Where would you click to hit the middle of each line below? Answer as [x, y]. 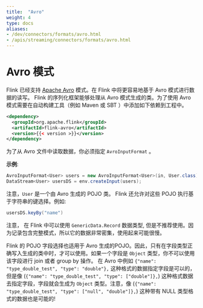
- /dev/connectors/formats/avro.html [54, 35]
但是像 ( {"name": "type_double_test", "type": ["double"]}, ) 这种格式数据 [100, 276]
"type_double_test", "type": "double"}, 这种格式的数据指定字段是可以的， [101, 268]
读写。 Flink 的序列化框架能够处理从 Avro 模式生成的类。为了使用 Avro [104, 97]
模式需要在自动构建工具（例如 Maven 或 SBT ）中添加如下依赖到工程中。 [97, 105]
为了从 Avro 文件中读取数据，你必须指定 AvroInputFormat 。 [80, 152]
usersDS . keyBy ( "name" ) [35, 213]
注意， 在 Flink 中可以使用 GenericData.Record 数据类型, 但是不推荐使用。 [97, 225]
